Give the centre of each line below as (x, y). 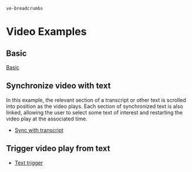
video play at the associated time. (47, 119)
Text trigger (29, 163)
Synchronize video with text (58, 86)
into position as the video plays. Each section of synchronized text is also (95, 106)
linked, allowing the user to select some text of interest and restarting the (95, 112)
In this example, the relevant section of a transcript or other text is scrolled (96, 100)
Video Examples (46, 32)
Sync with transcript (39, 130)
